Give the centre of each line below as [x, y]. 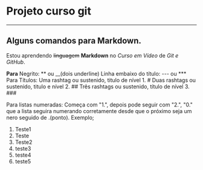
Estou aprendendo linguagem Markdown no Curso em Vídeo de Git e [92, 55]
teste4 [23, 155]
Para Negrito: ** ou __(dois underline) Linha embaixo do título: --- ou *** [96, 73]
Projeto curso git [49, 11]
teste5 [23, 161]
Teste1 [23, 129]
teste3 [23, 148]
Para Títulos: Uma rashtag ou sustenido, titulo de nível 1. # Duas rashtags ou [101, 80]
